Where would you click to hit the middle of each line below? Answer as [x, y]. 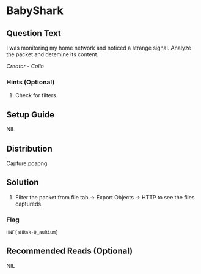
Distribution [30, 148]
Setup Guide [31, 115]
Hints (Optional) [31, 82]
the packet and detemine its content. [53, 54]
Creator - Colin [25, 66]
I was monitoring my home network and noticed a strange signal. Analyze [99, 48]
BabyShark [35, 11]
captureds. [29, 204]
